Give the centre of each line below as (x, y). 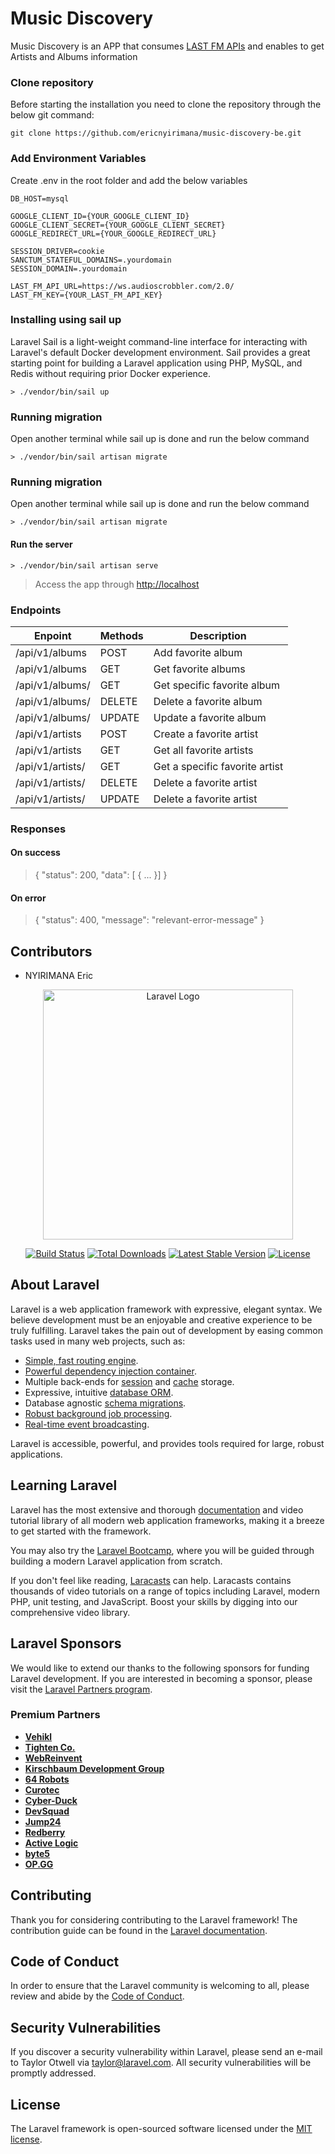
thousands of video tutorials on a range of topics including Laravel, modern (165, 1591)
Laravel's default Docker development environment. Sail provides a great (160, 352)
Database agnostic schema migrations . (105, 1403)
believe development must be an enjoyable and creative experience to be (161, 1319)
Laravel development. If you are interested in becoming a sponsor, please (161, 1678)
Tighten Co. (50, 1747)
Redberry (45, 1832)
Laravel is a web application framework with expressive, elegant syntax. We (166, 1309)
